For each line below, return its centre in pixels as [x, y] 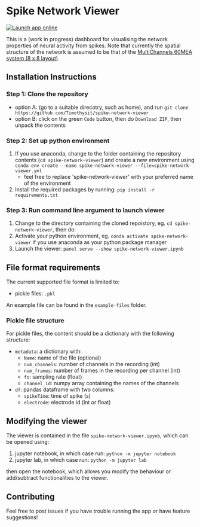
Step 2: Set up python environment [58, 141]
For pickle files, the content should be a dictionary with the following [90, 334]
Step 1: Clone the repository [47, 94]
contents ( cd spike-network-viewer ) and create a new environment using [104, 160]
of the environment [47, 183]
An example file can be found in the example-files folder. [77, 305]
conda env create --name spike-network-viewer [74, 166]
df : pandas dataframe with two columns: [65, 389]
